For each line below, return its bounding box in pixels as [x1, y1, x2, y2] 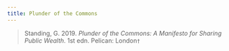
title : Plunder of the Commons [7, 10, 98, 17]
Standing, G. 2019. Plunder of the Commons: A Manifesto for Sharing [24, 29, 222, 37]
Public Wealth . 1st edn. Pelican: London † [24, 36, 141, 45]
